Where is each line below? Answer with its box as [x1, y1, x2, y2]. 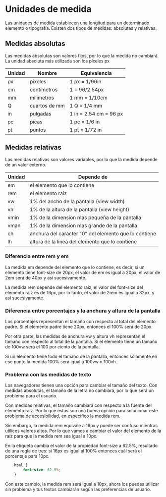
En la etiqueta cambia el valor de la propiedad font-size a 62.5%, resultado [5, 442, 158, 449]
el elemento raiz [29, 190, 67, 197]
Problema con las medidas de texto [5, 371, 92, 378]
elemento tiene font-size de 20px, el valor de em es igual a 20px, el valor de [5, 269, 161, 276]
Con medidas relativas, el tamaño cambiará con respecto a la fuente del [5, 402, 152, 408]
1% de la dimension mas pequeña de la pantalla [29, 214, 141, 221]
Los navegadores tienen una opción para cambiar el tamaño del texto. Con [5, 383, 158, 388]
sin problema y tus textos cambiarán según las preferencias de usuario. [5, 487, 151, 493]
